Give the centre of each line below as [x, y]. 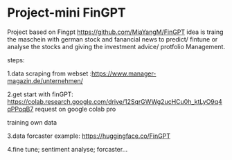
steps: [16, 60]
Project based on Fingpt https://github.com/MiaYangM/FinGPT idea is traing [115, 32]
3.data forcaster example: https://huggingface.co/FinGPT [89, 136]
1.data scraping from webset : [50, 73]
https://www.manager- [124, 73]
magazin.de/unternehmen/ [45, 80]
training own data [32, 122]
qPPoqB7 [20, 109]
